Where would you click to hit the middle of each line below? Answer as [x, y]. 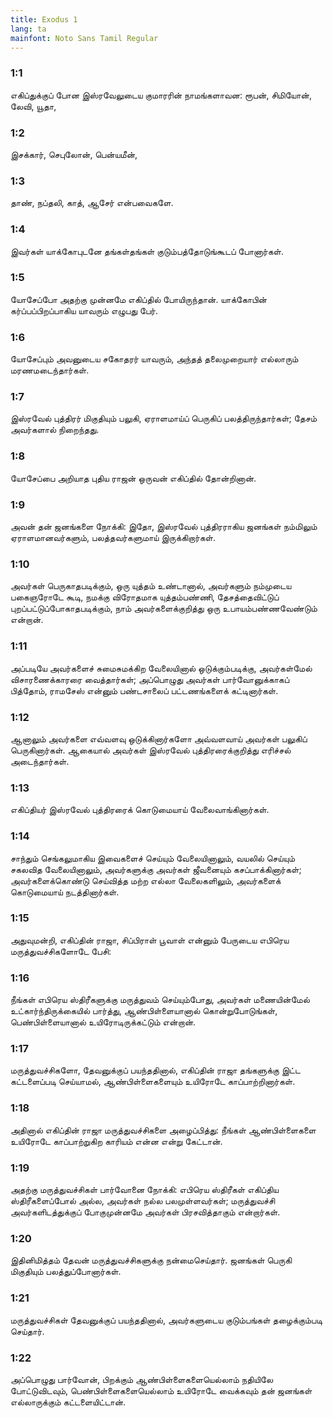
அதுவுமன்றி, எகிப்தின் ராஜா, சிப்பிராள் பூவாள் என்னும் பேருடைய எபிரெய [150, 940]
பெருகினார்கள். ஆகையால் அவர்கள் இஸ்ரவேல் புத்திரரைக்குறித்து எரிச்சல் [151, 750]
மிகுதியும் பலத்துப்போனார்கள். [66, 1272]
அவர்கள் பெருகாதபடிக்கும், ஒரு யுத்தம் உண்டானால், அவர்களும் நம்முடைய [151, 586]
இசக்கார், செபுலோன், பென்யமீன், [74, 154]
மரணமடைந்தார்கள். [50, 370]
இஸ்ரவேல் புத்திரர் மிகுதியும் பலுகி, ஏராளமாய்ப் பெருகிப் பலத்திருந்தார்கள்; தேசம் [164, 418]
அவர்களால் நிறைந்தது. [55, 430]
